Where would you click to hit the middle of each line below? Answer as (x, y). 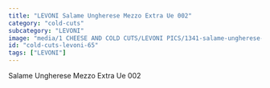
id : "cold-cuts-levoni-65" (53, 46)
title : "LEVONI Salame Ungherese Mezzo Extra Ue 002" (100, 16)
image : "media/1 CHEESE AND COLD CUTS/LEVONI (86, 38)
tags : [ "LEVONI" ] (37, 53)
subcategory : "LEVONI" (46, 30)
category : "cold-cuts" (46, 23)
